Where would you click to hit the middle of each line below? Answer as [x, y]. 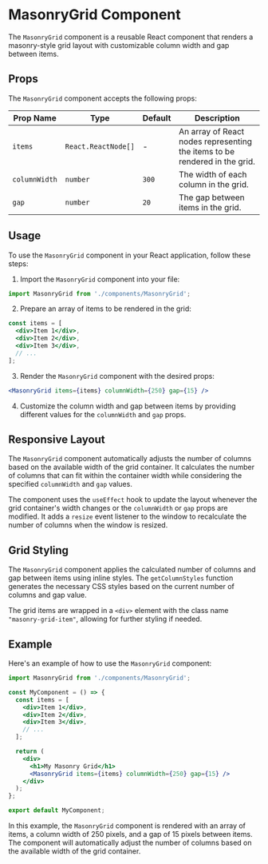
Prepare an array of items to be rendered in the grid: [105, 309]
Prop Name [35, 117]
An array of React [212, 131]
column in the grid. [214, 184]
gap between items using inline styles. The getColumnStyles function [121, 578]
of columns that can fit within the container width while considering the [125, 476]
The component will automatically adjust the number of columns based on [130, 842]
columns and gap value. [48, 595]
